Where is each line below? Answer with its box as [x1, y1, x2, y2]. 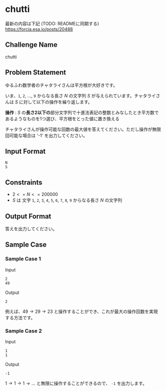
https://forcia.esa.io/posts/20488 [5, 26, 73, 32]
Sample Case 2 [5, 327, 42, 334]
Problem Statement [5, 68, 66, 77]
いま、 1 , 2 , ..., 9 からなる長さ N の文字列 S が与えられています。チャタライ [5, 93, 156, 98]
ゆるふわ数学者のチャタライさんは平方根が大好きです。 [5, 82, 118, 88]
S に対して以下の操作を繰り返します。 [14, 98, 93, 105]
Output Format [5, 212, 52, 220]
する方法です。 [5, 314, 36, 320]
